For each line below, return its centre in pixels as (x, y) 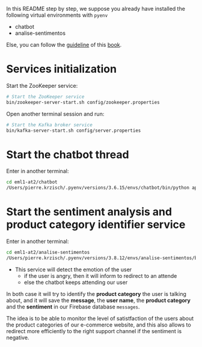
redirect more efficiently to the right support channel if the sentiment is (94, 331)
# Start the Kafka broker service (50, 125)
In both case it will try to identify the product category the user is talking (96, 293)
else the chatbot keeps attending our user (76, 282)
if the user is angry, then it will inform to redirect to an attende (100, 275)
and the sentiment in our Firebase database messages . (73, 307)
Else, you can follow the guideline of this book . (64, 45)
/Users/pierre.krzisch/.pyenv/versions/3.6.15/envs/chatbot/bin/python (98, 188)
